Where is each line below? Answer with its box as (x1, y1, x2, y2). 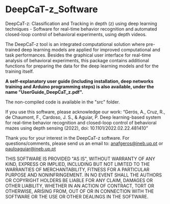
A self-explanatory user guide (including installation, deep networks (5, 78, 154, 84)
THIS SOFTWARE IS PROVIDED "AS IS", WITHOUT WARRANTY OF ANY (5, 156, 156, 162)
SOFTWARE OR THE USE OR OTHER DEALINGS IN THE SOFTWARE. (5, 193, 149, 199)
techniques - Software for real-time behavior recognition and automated (5, 25, 157, 32)
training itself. (5, 68, 34, 74)
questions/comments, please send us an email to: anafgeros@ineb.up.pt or (5, 140, 163, 146)
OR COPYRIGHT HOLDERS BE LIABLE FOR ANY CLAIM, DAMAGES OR (5, 177, 153, 183)
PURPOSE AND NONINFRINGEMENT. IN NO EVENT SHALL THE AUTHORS (5, 172, 162, 178)
